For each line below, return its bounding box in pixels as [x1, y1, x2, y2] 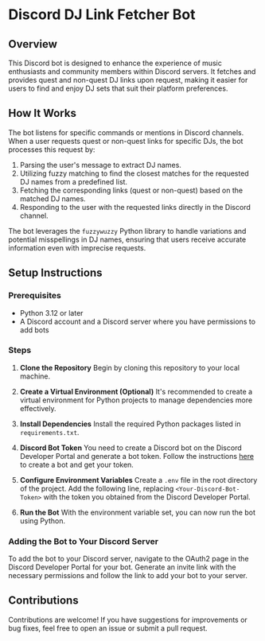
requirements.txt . [19, 427, 80, 437]
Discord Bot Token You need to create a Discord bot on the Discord [19, 443, 243, 453]
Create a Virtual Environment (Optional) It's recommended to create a [19, 387, 253, 396]
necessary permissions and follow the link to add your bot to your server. [8, 571, 248, 581]
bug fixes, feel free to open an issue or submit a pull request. [8, 623, 208, 633]
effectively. [19, 403, 57, 413]
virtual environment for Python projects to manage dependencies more [19, 395, 253, 405]
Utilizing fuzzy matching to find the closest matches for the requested [19, 169, 249, 178]
